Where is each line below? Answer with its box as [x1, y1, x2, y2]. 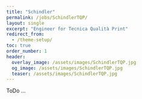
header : [6, 54, 26, 60]
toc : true [6, 43, 31, 49]
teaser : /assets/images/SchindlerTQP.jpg [11, 71, 118, 77]
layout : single [6, 20, 45, 26]
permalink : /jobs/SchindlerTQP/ [6, 14, 88, 21]
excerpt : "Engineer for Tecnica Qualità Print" [6, 25, 129, 32]
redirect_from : [6, 31, 45, 37]
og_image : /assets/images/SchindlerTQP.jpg [11, 65, 123, 71]
